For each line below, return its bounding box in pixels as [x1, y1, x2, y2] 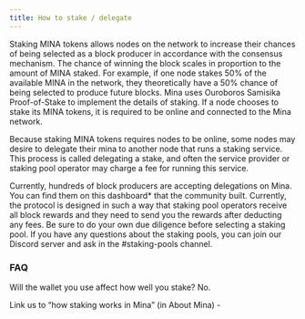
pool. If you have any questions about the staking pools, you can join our [9, 229, 282, 240]
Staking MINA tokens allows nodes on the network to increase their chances [9, 38, 296, 49]
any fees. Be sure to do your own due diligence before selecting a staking [9, 219, 286, 230]
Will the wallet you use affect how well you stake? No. [9, 282, 211, 293]
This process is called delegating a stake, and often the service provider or [9, 152, 290, 164]
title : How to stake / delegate [9, 13, 132, 23]
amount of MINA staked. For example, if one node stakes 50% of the [9, 67, 267, 78]
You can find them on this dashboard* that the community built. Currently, [9, 190, 287, 201]
